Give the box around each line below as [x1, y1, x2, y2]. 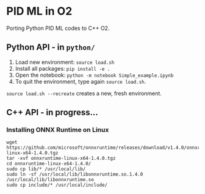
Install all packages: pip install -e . [15, 65, 110, 72]
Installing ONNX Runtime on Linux [6, 126, 109, 134]
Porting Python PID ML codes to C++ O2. [6, 24, 110, 32]
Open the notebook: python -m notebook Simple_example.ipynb [15, 71, 174, 79]
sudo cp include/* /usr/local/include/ [6, 182, 108, 189]
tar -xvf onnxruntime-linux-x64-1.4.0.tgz [6, 156, 116, 162]
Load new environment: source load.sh [15, 58, 115, 65]
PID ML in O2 [6, 4, 73, 18]
